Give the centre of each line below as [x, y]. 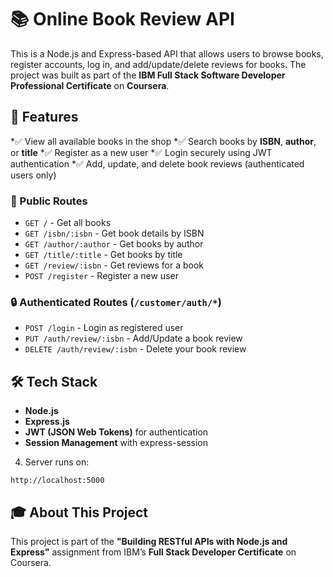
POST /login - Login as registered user [104, 328]
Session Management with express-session [116, 443]
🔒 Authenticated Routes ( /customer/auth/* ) [116, 302]
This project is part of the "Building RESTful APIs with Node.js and [149, 541]
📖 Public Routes [49, 201]
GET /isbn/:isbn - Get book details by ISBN [114, 233]
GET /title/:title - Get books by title [103, 255]
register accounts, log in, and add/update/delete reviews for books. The [158, 64]
